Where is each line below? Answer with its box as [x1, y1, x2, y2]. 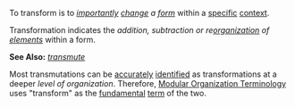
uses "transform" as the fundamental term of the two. [9, 88, 207, 98]
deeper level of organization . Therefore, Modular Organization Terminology [9, 78, 287, 88]
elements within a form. [9, 35, 96, 45]
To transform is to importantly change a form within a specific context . [9, 8, 270, 18]
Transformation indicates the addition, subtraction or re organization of [9, 25, 270, 35]
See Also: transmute [9, 52, 86, 62]
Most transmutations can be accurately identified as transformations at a [9, 69, 277, 79]
